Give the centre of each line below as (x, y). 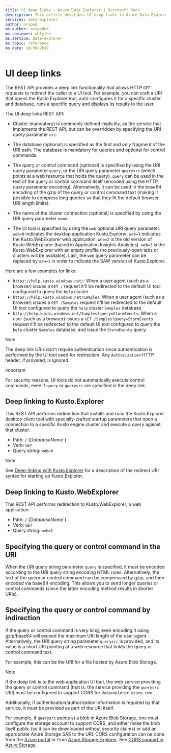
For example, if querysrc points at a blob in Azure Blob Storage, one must (82, 718)
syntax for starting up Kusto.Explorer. (44, 476)
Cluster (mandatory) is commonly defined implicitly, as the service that (87, 124)
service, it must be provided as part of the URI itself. (60, 708)
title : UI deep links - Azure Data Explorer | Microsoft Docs (73, 10)
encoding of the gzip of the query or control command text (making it (85, 192)
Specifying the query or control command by (78, 610)
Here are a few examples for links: (41, 271)
